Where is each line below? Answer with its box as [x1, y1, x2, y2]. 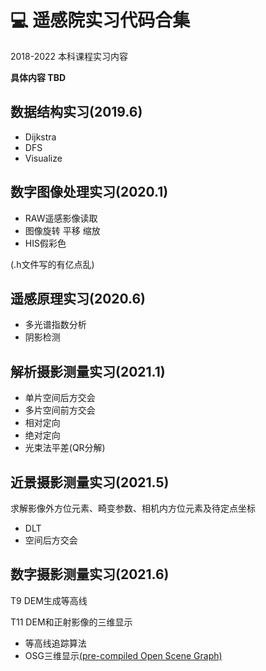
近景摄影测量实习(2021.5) [10, 474, 170, 491]
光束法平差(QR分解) [24, 442, 106, 454]
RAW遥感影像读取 [24, 212, 98, 224]
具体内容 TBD [10, 71, 67, 83]
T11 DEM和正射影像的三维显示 [10, 616, 133, 628]
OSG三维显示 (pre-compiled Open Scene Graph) [24, 649, 223, 661]
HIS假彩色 [24, 237, 67, 249]
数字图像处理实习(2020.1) [10, 184, 169, 201]
